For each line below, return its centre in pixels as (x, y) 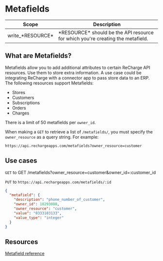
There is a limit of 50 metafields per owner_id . (50, 122)
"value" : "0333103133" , (38, 213)
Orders (19, 108)
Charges (21, 113)
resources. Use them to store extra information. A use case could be (73, 73)
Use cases (21, 161)
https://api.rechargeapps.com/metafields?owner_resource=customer (73, 146)
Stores (19, 92)
